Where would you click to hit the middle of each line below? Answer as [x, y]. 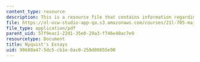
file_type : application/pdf [41, 28]
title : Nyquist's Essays [37, 45]
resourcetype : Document [36, 39]
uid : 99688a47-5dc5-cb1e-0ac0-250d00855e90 [61, 50]
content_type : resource [36, 12]
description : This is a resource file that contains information [89, 17]
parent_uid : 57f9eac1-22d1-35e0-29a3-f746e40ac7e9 [70, 34]
